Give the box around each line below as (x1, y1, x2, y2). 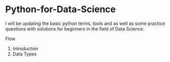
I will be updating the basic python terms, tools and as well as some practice (5, 20, 165, 26)
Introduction (12, 45, 39, 51)
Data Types (12, 51, 37, 57)
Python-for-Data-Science (5, 4, 116, 15)
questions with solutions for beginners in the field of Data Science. (5, 25, 145, 32)
